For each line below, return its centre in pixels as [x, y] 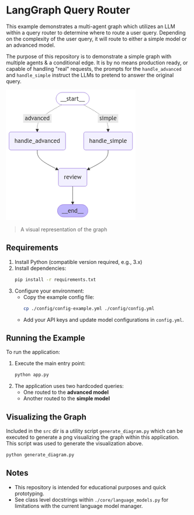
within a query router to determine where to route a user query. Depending [96, 32]
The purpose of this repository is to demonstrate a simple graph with [89, 56]
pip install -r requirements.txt [55, 279]
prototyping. [30, 493]
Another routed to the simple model [66, 399]
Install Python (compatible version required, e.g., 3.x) [78, 262]
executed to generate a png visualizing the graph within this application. [93, 437]
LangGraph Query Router [68, 10]
